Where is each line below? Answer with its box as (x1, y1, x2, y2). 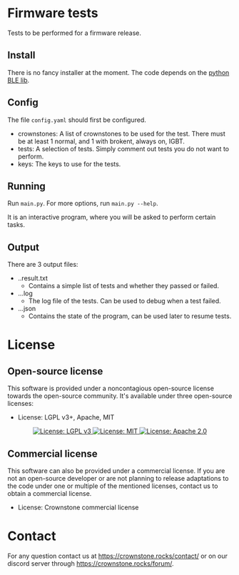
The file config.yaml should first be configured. (7, 116, 146, 124)
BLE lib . (7, 76, 30, 84)
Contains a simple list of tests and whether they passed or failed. (28, 282, 220, 290)
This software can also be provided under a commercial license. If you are (7, 467, 225, 475)
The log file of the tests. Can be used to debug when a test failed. (28, 297, 221, 305)
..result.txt (17, 274, 49, 283)
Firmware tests (7, 5, 98, 21)
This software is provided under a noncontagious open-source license (7, 384, 214, 393)
